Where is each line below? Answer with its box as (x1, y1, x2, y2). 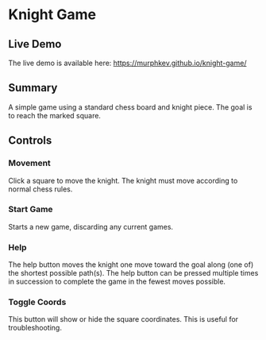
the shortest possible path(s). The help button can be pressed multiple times (8, 269, 259, 278)
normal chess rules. (8, 184, 73, 194)
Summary (8, 81, 58, 95)
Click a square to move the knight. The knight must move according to (8, 176, 238, 185)
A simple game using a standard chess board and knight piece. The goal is (8, 102, 253, 112)
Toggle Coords (8, 296, 67, 307)
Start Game (8, 204, 53, 215)
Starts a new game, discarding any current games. (8, 222, 173, 231)
